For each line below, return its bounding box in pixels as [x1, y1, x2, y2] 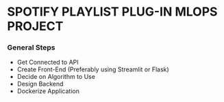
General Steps [7, 43, 55, 52]
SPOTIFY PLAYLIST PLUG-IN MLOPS [7, 4, 218, 20]
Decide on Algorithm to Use [16, 73, 96, 81]
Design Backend [16, 80, 64, 88]
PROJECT [7, 18, 64, 34]
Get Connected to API [16, 58, 79, 67]
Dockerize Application [16, 87, 80, 95]
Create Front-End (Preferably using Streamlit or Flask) [16, 65, 169, 73]
